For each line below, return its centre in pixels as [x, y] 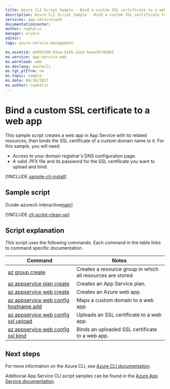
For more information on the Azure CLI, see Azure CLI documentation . [78, 366]
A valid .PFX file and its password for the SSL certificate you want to [84, 161]
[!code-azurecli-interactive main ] [39, 205]
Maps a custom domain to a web [115, 300]
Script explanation [35, 230]
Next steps [23, 354]
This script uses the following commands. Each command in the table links [83, 243]
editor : [13, 39]
